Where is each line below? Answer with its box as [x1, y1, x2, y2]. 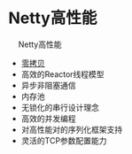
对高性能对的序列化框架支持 [20, 124, 123, 135]
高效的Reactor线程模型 [20, 68, 105, 80]
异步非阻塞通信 [20, 80, 76, 90]
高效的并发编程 [20, 112, 76, 124]
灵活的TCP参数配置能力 [20, 135, 107, 146]
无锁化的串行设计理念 [20, 102, 99, 112]
